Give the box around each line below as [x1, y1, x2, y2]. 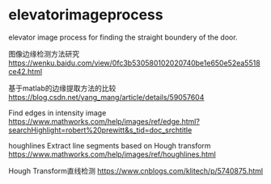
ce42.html [8, 66, 43, 76]
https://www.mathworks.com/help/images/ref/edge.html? [8, 116, 201, 126]
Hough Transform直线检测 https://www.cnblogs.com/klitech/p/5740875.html [8, 165, 264, 175]
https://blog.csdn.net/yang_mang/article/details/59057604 [8, 92, 205, 102]
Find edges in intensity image [8, 107, 107, 118]
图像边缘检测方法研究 [8, 48, 79, 58]
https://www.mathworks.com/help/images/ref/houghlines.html [8, 149, 216, 159]
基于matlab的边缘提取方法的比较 [8, 83, 116, 93]
